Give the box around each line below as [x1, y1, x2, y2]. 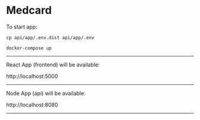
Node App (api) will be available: [6, 90, 86, 97]
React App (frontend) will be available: [6, 61, 100, 68]
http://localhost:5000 [6, 72, 58, 80]
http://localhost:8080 [6, 101, 58, 108]
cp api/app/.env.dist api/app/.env [6, 34, 95, 40]
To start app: [6, 23, 37, 30]
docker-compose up [6, 45, 52, 51]
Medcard [6, 4, 52, 17]
